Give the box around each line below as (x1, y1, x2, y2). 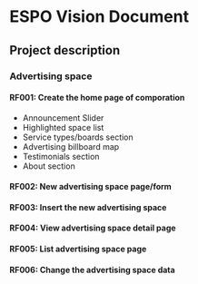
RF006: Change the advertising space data (9, 264, 175, 275)
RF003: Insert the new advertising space (9, 201, 167, 212)
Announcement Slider (22, 112, 104, 123)
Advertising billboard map (22, 141, 120, 152)
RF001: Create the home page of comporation (9, 93, 185, 103)
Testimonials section (22, 151, 100, 162)
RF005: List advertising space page (9, 243, 147, 255)
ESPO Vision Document (9, 6, 189, 27)
